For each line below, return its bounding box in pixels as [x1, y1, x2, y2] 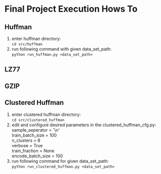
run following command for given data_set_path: [11, 158, 109, 164]
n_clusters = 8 [11, 137, 40, 143]
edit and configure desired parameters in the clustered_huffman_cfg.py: [11, 122, 157, 128]
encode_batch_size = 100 [11, 153, 63, 159]
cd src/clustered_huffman [11, 117, 64, 122]
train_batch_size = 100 [11, 132, 57, 138]
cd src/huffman [11, 42, 43, 47]
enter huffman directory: [11, 36, 61, 41]
